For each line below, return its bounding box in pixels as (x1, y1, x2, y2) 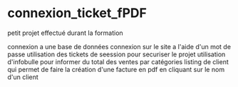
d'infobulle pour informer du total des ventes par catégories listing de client (7, 57, 229, 66)
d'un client (7, 73, 39, 81)
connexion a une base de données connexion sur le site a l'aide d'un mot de (7, 42, 232, 51)
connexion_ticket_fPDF (7, 5, 148, 21)
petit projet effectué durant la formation (7, 29, 123, 37)
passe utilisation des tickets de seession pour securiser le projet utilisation (7, 50, 226, 58)
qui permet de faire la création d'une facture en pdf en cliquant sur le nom (7, 65, 225, 73)
